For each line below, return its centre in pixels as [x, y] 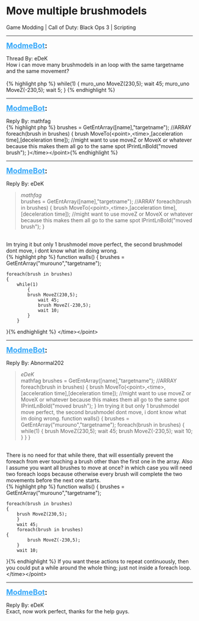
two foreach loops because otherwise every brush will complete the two [94, 474]
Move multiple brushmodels [76, 11]
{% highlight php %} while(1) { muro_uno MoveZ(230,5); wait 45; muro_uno [98, 84]
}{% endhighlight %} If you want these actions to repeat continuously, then [97, 561]
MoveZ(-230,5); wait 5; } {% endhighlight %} [61, 89]
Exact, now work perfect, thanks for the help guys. [68, 611]
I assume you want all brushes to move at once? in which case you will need [99, 468]
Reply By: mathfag [29, 121]
